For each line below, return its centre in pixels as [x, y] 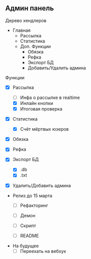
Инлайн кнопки [37, 103]
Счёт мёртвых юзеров [44, 129]
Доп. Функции [35, 46]
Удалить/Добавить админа [42, 185]
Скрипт [28, 225]
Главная [21, 30]
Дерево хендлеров [26, 20]
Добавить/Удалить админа [57, 68]
